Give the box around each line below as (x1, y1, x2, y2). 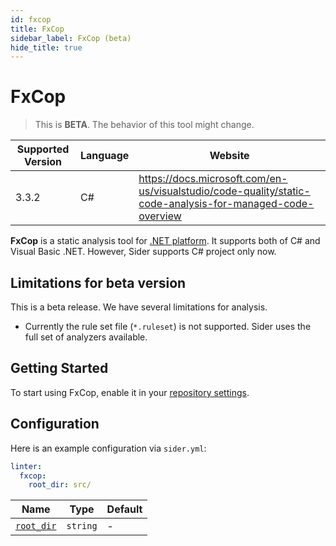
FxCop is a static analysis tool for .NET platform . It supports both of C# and (10, 235, 321, 247)
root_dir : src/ (28, 480, 92, 490)
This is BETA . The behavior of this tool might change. (34, 119, 255, 131)
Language (79, 149, 130, 163)
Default (106, 502, 143, 516)
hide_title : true (10, 42, 83, 53)
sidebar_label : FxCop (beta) (10, 33, 132, 43)
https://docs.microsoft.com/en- (138, 172, 288, 186)
